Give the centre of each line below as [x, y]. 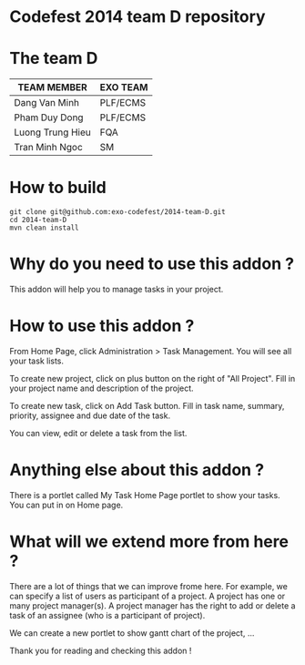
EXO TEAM [124, 87]
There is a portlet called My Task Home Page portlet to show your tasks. [145, 495]
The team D [54, 59]
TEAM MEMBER [53, 87]
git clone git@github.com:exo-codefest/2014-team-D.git [117, 212]
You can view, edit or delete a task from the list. [98, 433]
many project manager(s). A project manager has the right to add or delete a [152, 605]
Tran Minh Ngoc [49, 148]
